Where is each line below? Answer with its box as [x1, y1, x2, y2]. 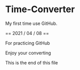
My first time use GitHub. [5, 20, 58, 26]
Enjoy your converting [5, 50, 52, 56]
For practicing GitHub [5, 40, 50, 46]
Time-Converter [5, 4, 75, 15]
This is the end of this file [5, 59, 58, 65]
